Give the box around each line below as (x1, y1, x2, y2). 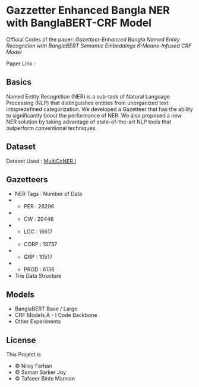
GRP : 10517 (23, 253, 53, 261)
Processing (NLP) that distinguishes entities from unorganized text (6, 99, 169, 106)
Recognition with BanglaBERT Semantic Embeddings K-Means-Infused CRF (6, 42, 192, 49)
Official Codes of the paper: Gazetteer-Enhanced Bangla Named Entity (6, 36, 180, 43)
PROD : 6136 (23, 266, 55, 273)
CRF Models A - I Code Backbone (14, 312, 97, 319)
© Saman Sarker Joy (14, 369, 67, 376)
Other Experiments (14, 318, 61, 325)
